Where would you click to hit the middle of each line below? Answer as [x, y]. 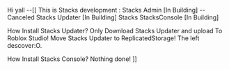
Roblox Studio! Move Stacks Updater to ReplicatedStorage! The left [103, 38]
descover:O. [25, 45]
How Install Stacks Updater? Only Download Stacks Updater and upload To [115, 31]
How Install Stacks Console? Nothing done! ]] [72, 59]
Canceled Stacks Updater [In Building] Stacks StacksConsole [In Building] [113, 17]
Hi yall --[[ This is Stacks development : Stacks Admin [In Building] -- [106, 10]
